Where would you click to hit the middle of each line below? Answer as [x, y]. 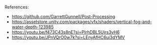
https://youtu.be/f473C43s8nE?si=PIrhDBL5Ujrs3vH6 [66, 32]
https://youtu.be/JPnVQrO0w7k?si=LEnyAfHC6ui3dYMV [68, 37]
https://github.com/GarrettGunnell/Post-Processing [63, 16]
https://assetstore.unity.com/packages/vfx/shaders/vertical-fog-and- [82, 22]
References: [17, 7]
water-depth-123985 [33, 27]
